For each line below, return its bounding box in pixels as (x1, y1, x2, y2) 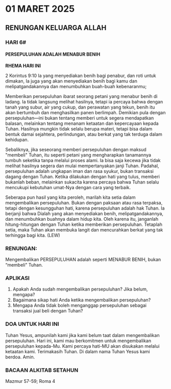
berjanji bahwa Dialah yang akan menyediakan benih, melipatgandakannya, (5, 210, 163, 217)
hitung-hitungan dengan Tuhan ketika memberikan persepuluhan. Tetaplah (5, 221, 162, 227)
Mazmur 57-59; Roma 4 (5, 378, 56, 384)
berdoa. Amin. (5, 354, 35, 360)
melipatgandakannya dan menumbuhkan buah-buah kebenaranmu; (5, 83, 147, 89)
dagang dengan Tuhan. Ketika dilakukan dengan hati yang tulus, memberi (5, 173, 160, 179)
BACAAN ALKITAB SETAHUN (5, 367, 79, 374)
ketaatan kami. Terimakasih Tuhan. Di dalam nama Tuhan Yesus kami (5, 348, 150, 354)
